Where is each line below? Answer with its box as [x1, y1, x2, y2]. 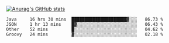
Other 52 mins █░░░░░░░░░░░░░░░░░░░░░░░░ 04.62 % [6, 26, 164, 32]
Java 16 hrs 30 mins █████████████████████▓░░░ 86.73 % [6, 17, 164, 22]
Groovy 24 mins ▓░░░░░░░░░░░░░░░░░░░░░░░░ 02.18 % [6, 32, 164, 37]
